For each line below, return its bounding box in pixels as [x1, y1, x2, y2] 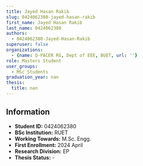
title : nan [11, 85, 38, 91]
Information [6, 107, 50, 117]
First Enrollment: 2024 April [14, 141, 83, 148]
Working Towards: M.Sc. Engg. [14, 135, 91, 142]
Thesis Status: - [14, 154, 55, 161]
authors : [6, 31, 28, 36]
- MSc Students [11, 69, 49, 75]
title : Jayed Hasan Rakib [6, 8, 69, 15]
